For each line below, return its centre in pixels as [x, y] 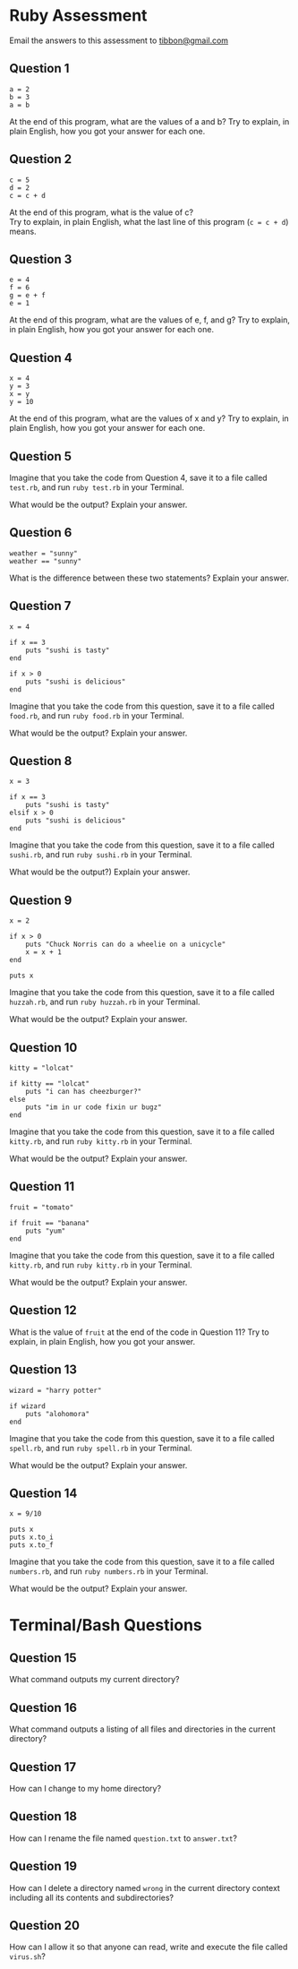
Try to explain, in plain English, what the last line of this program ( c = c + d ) [149, 221]
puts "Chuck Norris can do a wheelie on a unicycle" [126, 945]
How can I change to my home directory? [85, 1788]
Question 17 [43, 1767]
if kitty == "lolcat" [50, 1084]
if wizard [28, 1406]
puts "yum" [46, 1231]
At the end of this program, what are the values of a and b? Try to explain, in [149, 121]
